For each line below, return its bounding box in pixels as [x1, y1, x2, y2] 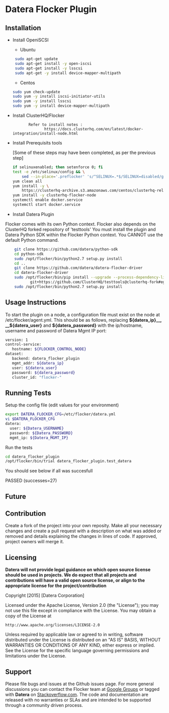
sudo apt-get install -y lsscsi [15, 65, 83, 71]
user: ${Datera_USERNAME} [10, 425, 64, 431]
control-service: [5, 342, 42, 347]
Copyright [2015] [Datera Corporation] [5, 593, 84, 599]
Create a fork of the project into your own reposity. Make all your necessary [5, 523, 162, 529]
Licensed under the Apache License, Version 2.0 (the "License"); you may [5, 602, 159, 608]
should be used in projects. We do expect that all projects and [5, 572, 137, 578]
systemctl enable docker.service [12, 197, 83, 202]
